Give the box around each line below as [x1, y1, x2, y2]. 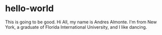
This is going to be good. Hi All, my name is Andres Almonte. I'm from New [5, 19, 157, 25]
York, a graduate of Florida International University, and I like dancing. [5, 24, 147, 30]
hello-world [5, 3, 54, 14]
